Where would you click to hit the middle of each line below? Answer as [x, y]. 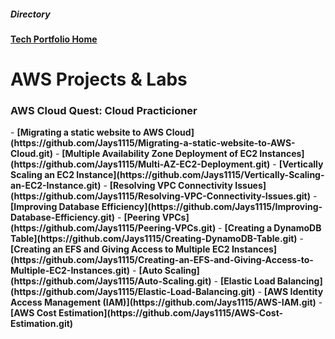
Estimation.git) [42, 324]
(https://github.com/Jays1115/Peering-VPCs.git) [113, 228]
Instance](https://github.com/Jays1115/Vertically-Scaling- [200, 175]
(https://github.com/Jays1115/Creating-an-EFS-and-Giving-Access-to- [162, 260]
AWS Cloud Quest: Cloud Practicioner [104, 111]
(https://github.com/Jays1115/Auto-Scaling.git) [111, 281]
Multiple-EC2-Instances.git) [70, 271]
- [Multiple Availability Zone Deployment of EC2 [156, 154]
